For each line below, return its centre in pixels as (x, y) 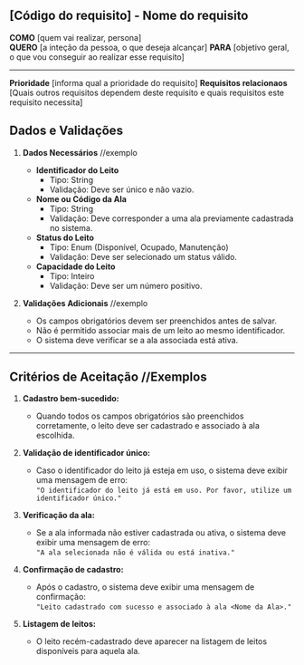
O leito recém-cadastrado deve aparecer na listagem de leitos (152, 641)
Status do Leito (65, 237)
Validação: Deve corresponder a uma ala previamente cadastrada (171, 218)
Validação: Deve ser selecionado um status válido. (143, 256)
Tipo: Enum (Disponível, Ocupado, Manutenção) (139, 247)
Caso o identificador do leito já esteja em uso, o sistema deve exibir (161, 470)
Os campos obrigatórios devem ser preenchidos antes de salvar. (157, 321)
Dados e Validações (66, 131)
